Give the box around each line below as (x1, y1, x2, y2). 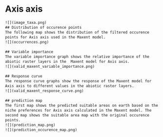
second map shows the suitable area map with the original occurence (5, 113, 150, 117)
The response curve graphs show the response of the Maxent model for (5, 78, 152, 83)
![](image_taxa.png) (5, 20, 47, 25)
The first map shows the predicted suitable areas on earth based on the (5, 103, 159, 108)
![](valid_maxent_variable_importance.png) (5, 64, 95, 69)
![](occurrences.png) (5, 39, 49, 44)
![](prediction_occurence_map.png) (5, 127, 78, 132)
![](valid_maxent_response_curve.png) (5, 88, 84, 93)
